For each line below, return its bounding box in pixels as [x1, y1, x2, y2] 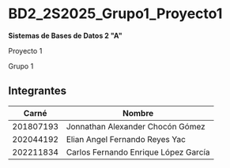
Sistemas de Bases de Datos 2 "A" [8, 31, 123, 40]
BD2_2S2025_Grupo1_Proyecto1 [8, 5, 223, 23]
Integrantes [8, 84, 67, 98]
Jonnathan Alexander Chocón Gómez [66, 121, 205, 132]
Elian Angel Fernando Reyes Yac [66, 133, 186, 144]
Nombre [122, 107, 154, 118]
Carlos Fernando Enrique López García [66, 147, 210, 158]
